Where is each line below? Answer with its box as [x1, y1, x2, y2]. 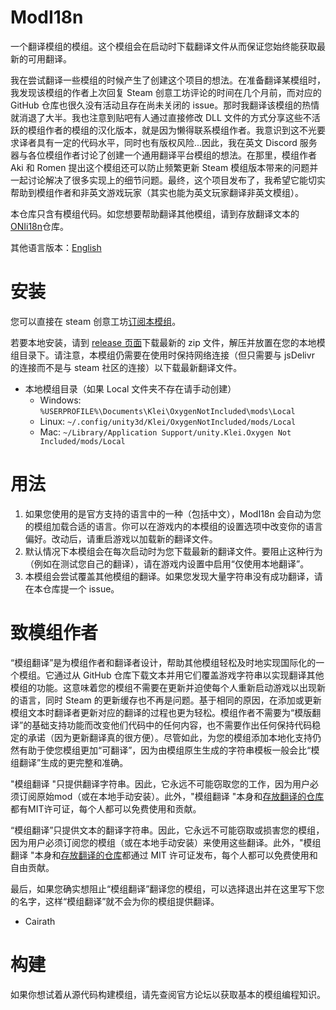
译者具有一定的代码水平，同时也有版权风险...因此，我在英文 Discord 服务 [18, 136, 318, 148]
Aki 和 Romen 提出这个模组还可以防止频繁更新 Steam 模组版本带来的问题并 [10, 161, 319, 173]
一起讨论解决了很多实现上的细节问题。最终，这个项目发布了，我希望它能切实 [10, 174, 326, 186]
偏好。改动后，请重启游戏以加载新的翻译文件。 [24, 532, 218, 545]
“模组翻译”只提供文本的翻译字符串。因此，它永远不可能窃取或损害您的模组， [10, 824, 325, 836]
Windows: [39, 394, 82, 406]
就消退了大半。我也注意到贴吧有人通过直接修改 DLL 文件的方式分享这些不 [10, 111, 312, 123]
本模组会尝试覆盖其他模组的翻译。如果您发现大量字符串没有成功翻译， [24, 570, 315, 582]
